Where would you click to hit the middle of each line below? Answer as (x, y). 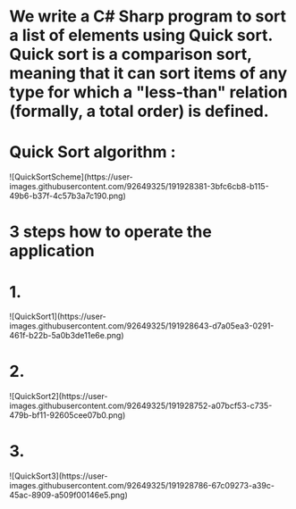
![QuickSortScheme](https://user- (72, 177)
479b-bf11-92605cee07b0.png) (68, 415)
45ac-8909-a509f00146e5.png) (68, 495)
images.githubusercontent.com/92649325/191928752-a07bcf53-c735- (141, 406)
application (52, 251)
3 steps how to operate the (110, 232)
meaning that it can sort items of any (148, 74)
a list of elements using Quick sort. (141, 35)
